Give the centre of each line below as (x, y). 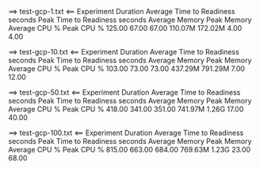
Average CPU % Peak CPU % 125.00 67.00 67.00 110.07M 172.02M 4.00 (125, 28)
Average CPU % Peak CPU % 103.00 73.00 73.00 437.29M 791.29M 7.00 (127, 69)
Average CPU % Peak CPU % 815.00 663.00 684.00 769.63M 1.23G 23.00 (130, 150)
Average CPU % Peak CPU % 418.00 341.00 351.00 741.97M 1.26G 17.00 (126, 109)
